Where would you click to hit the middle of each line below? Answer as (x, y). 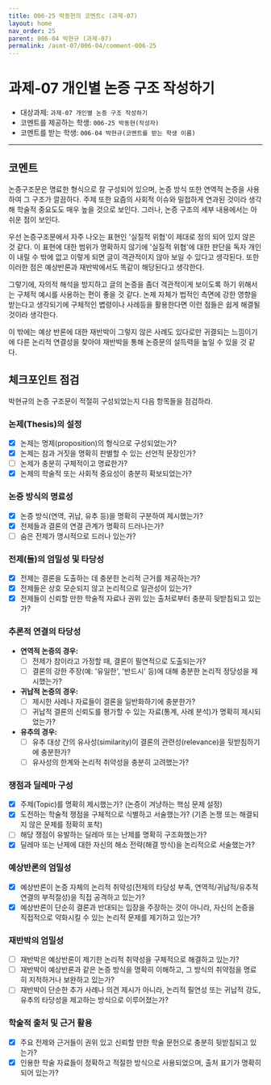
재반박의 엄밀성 (36, 940)
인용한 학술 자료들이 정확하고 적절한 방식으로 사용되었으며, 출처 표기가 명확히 (141, 1062)
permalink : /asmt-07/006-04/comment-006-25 (83, 46)
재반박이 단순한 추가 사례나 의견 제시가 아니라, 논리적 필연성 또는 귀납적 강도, (140, 990)
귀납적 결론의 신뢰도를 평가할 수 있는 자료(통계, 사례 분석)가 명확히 (135, 711)
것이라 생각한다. (33, 314)
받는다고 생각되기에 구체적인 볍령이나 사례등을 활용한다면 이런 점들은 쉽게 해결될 (134, 304)
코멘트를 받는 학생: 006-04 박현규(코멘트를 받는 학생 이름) (108, 133)
